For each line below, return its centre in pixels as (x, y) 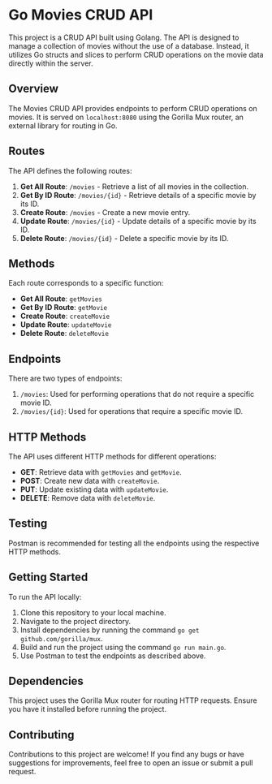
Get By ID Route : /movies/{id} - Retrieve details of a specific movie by (138, 195)
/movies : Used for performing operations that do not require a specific (137, 394)
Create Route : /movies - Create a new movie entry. (105, 212)
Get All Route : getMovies (61, 299)
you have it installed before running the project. (88, 709)
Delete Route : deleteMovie (65, 334)
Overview (34, 89)
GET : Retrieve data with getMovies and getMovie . (101, 472)
